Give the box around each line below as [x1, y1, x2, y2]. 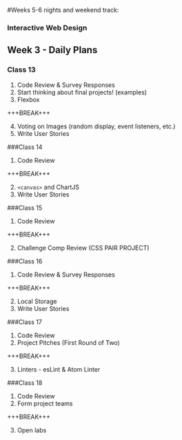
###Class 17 [7, 317, 43, 326]
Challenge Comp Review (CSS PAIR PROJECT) [17, 243, 150, 252]
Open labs [17, 426, 47, 434]
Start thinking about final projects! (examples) [17, 88, 147, 96]
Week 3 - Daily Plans [7, 44, 98, 56]
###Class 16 [7, 257, 43, 265]
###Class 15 [7, 203, 43, 212]
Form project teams [17, 399, 73, 408]
